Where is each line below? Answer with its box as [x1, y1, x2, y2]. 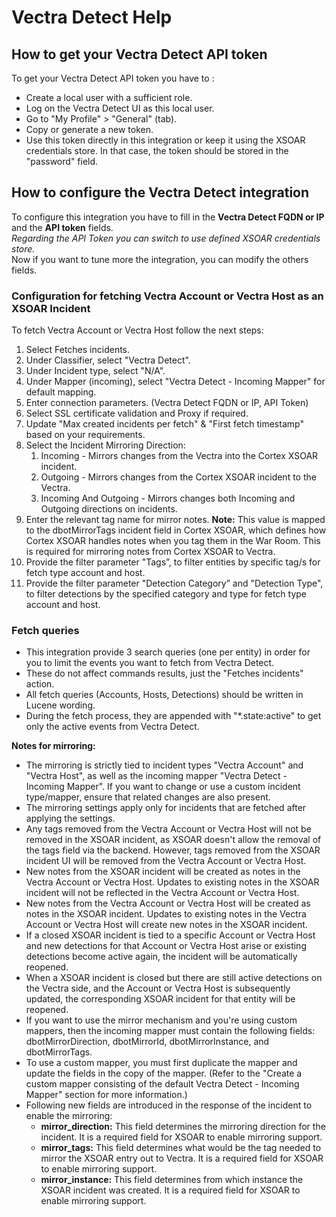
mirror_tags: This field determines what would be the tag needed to [40, 1142, 322, 1154]
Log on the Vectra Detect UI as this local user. [25, 102, 215, 114]
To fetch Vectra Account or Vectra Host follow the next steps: [11, 324, 264, 336]
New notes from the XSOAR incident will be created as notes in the [25, 866, 301, 878]
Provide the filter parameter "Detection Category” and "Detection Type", [25, 577, 324, 590]
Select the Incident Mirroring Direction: [25, 439, 186, 451]
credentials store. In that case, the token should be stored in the [25, 145, 289, 156]
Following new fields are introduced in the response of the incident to [25, 1099, 313, 1111]
